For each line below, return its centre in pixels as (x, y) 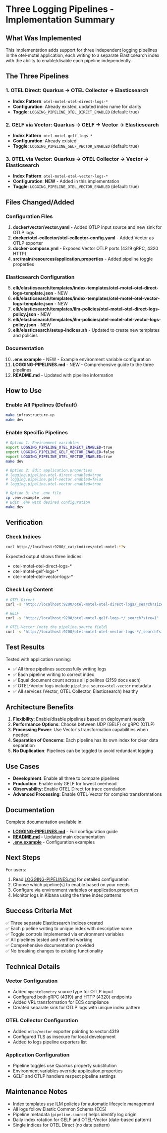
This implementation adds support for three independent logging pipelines (82, 50)
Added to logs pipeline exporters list (50, 1042)
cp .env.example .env (28, 498)
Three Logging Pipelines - (60, 9)
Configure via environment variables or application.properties (76, 890)
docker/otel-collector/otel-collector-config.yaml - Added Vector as (83, 238)
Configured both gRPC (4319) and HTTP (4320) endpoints (72, 997)
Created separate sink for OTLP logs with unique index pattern (77, 1008)
